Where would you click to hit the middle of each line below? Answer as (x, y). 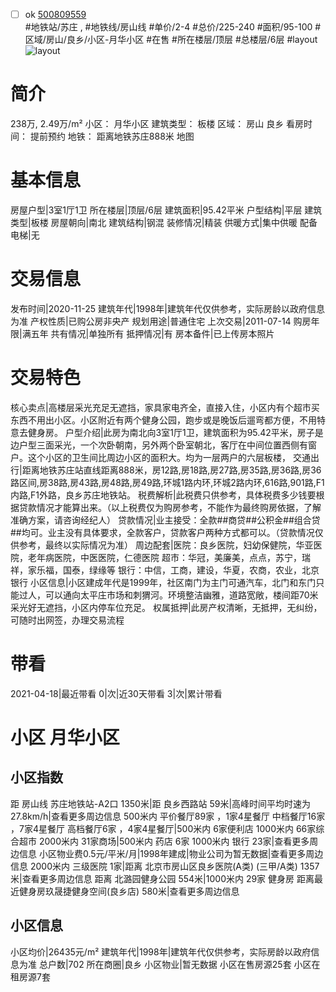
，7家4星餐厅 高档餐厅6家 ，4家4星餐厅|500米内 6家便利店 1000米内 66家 (163, 828)
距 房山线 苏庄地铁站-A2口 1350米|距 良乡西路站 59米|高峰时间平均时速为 (161, 803)
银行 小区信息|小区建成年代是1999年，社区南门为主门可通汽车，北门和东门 (163, 582)
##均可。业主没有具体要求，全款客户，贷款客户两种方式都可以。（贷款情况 (162, 532)
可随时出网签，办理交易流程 (67, 620)
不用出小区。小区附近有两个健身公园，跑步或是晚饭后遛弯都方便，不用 (172, 420)
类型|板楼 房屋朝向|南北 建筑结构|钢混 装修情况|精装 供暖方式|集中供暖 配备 (164, 222)
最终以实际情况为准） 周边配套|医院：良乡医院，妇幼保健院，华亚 (179, 545)
